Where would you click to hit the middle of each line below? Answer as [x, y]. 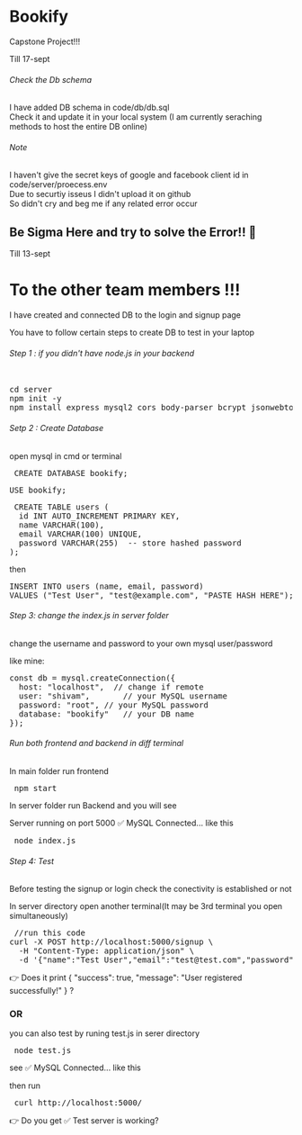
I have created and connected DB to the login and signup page [125, 315]
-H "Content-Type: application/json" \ [107, 951]
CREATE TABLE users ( [62, 507]
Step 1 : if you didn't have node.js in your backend [102, 353]
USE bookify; [38, 490]
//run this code [49, 933]
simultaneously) [39, 916]
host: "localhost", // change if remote [111, 687]
